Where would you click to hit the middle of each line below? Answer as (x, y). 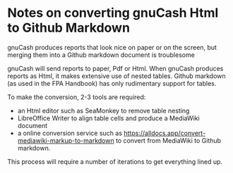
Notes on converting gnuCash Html (113, 13)
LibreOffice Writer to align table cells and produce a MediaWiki (108, 118)
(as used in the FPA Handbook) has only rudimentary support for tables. (112, 83)
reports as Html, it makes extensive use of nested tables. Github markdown (116, 76)
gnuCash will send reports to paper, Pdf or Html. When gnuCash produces (115, 68)
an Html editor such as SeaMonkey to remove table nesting (103, 110)
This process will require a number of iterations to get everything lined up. (115, 161)
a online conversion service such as (70, 133)
